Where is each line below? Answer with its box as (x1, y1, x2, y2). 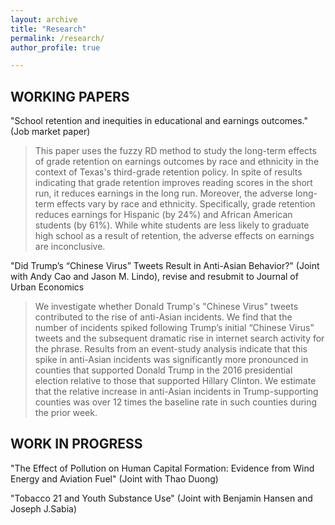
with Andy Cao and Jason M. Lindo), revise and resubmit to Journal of (10, 271, 299, 283)
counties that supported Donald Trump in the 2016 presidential (34, 364, 293, 376)
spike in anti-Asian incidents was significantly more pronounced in (34, 354, 309, 366)
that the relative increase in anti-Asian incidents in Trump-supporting (34, 386, 319, 398)
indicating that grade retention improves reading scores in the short (34, 177, 313, 189)
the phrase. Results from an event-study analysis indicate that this (34, 343, 308, 355)
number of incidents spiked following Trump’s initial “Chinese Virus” (34, 322, 315, 334)
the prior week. (34, 407, 98, 419)
